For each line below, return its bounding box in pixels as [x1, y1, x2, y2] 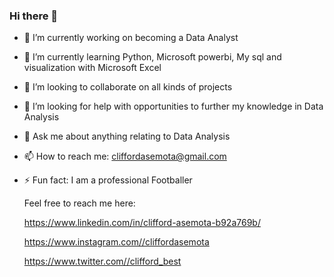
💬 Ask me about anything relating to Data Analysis [23, 130, 231, 143]
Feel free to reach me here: [23, 197, 136, 209]
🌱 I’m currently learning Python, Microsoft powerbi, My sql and [23, 51, 282, 63]
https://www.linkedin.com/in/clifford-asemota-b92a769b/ [23, 217, 261, 229]
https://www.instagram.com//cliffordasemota [23, 236, 210, 248]
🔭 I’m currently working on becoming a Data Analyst [23, 32, 239, 44]
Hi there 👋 [9, 9, 59, 23]
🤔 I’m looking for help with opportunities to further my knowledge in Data [23, 100, 324, 113]
